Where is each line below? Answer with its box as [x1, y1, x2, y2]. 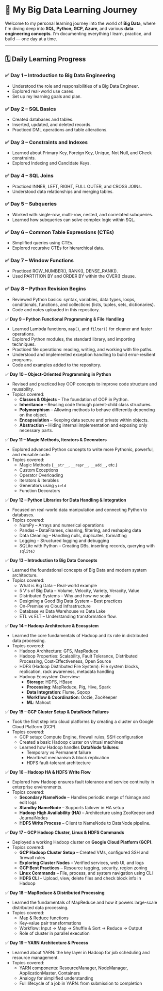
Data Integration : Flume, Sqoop [26, 689, 91, 695]
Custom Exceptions [19, 467, 59, 473]
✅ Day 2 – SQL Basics [5, 105, 56, 112]
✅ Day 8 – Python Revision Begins [5, 286, 86, 292]
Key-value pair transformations [19, 920, 81, 926]
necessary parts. [19, 427, 53, 433]
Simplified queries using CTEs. [12, 240, 74, 246]
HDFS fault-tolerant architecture [26, 760, 91, 766]
